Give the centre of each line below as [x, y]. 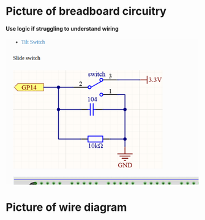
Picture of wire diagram [66, 207]
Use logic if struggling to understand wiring [62, 28]
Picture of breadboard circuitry [86, 11]
